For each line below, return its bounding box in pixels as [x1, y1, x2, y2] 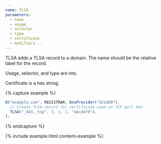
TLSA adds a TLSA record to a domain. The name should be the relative [5, 55, 156, 61]
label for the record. [5, 60, 47, 66]
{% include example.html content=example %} [5, 133, 104, 139]
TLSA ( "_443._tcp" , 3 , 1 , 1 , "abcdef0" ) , [10, 109, 97, 114]
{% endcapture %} [5, 123, 45, 129]
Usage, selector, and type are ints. [5, 70, 78, 76]
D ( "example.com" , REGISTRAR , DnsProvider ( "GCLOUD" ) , [5, 100, 120, 105]
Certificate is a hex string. [5, 80, 60, 86]
